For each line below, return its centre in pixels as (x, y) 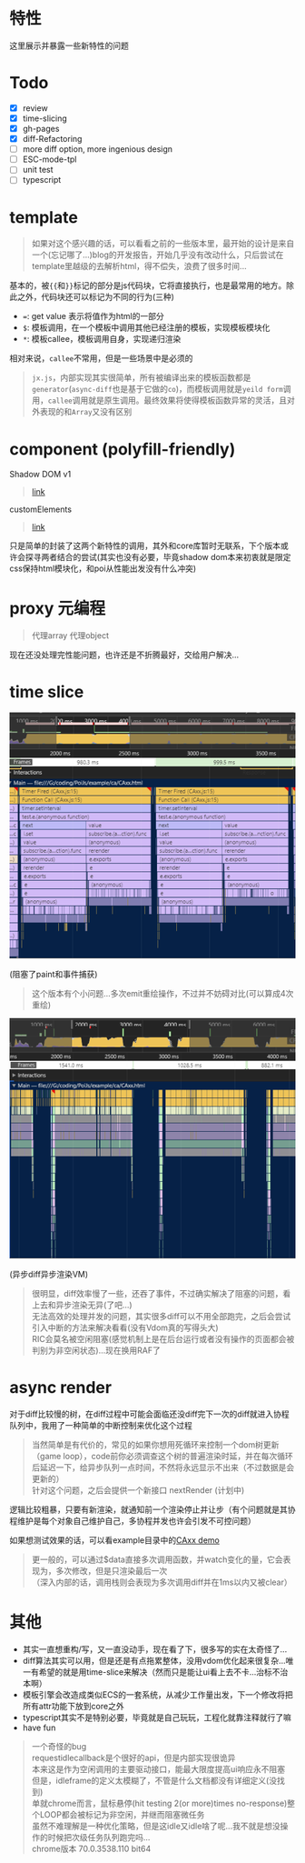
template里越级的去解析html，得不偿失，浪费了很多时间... (139, 266)
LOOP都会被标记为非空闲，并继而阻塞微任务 (122, 1814)
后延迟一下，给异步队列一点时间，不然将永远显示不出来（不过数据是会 (163, 1467)
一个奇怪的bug (59, 1746)
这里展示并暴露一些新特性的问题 (69, 45)
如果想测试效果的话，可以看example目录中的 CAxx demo (114, 1540)
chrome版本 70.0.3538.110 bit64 (91, 1848)
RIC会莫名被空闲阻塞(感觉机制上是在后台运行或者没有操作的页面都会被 (163, 1338)
